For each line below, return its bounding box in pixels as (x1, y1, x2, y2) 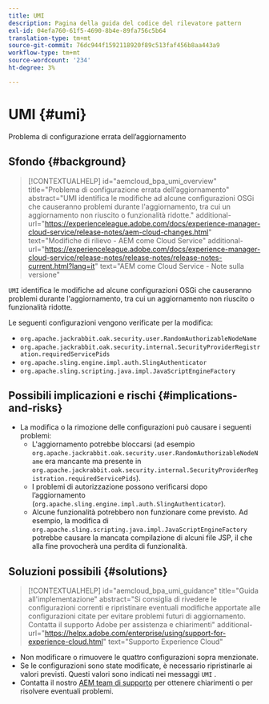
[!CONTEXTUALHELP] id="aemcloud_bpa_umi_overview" (27, 176, 218, 186)
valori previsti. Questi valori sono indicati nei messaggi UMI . (19, 670, 217, 679)
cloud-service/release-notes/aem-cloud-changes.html (27, 227, 209, 237)
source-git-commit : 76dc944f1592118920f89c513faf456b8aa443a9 (8, 42, 220, 50)
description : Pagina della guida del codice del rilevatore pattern (8, 19, 242, 27)
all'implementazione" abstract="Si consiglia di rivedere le (27, 594, 218, 604)
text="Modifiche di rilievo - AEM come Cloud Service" (27, 235, 207, 245)
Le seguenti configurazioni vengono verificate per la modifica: (8, 318, 214, 327)
